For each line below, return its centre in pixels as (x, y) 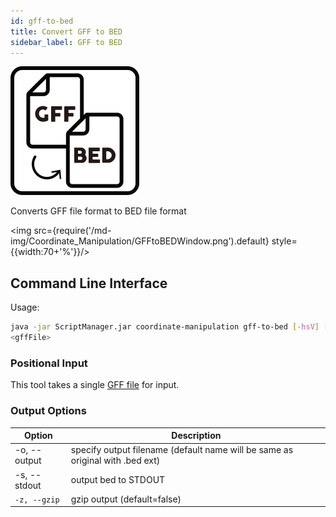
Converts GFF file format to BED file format (98, 211)
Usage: (25, 307)
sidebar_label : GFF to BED (66, 42)
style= (284, 241)
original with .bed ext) (115, 461)
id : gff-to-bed (42, 21)
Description (196, 436)
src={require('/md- (72, 231)
